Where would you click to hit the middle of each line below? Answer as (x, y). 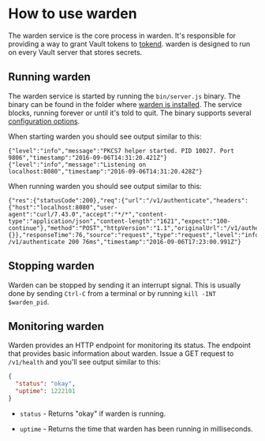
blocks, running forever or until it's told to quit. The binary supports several (130, 113)
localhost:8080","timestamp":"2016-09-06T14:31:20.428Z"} (105, 171)
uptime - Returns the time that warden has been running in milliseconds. (136, 428)
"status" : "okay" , (46, 384)
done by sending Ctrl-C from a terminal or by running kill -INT (112, 293)
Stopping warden (51, 266)
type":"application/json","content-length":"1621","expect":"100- (119, 221)
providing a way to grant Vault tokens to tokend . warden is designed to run (129, 43)
